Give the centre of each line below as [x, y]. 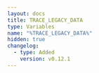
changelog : [23, 46]
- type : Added [34, 53]
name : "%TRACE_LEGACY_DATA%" [50, 33]
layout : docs [26, 14]
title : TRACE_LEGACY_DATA [45, 20]
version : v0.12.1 [45, 59]
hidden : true [26, 40]
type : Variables [31, 26]
